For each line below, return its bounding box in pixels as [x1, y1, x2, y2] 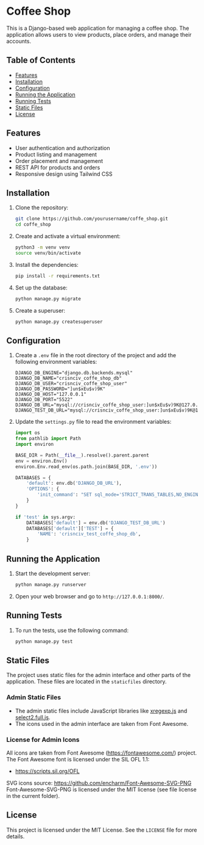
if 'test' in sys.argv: [15, 514, 76, 520]
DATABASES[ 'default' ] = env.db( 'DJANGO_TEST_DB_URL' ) [26, 520, 166, 526]
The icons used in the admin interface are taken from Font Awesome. [15, 720, 189, 727]
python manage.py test [15, 638, 73, 645]
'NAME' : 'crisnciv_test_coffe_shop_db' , [37, 531, 141, 537]
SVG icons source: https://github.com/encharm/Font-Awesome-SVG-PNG [6, 779, 192, 786]
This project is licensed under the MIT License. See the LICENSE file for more [6, 826, 197, 833]
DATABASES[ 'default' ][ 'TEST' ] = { [26, 525, 114, 532]
